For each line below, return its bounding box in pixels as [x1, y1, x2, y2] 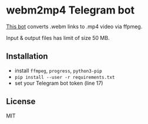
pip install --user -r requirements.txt [14, 74, 115, 80]
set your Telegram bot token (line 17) [14, 79, 103, 86]
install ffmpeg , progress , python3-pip [14, 67, 103, 74]
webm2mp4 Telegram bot [6, 4, 135, 17]
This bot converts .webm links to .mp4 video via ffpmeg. [6, 23, 143, 30]
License [6, 96, 36, 106]
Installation [6, 51, 48, 62]
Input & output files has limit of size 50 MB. [6, 34, 110, 41]
